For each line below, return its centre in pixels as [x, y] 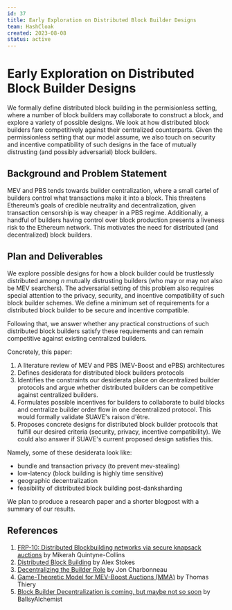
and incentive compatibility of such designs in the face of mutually [102, 145]
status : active [29, 40]
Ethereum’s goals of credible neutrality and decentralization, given [101, 205]
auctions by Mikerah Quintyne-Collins [71, 554]
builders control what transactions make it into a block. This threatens [107, 198]
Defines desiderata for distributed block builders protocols [101, 373]
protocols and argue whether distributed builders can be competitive [115, 387]
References [33, 531]
